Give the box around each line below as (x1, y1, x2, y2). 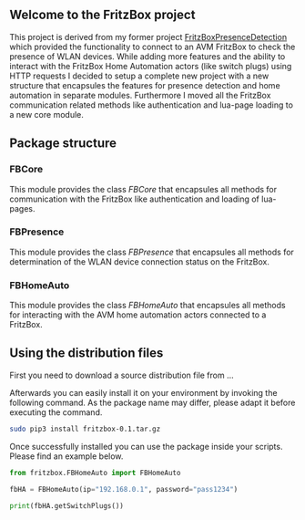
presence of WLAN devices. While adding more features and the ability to (9, 50, 286, 62)
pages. (9, 203, 36, 213)
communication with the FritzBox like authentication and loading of (9, 193, 259, 204)
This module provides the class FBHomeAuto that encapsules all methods (9, 300, 286, 311)
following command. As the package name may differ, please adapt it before (9, 397, 296, 408)
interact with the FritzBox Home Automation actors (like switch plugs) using (9, 60, 292, 71)
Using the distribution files (9, 346, 164, 361)
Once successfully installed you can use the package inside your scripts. (9, 441, 283, 452)
